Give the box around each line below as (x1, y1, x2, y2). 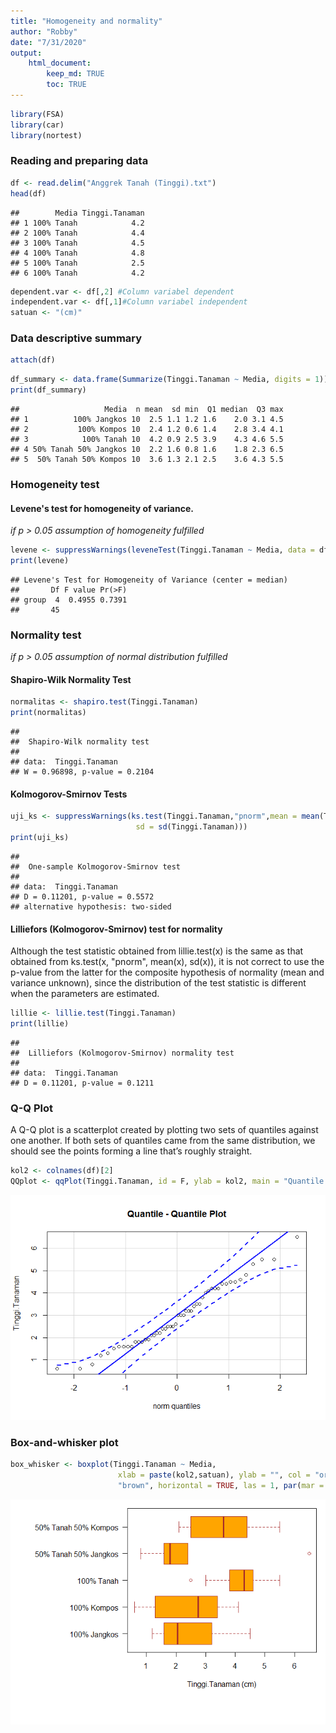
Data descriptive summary (10, 331, 143, 345)
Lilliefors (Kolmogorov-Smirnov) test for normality (10, 923, 223, 935)
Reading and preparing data (10, 154, 149, 168)
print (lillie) (10, 1019, 70, 1029)
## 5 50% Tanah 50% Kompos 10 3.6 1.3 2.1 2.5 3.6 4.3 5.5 (10, 455, 284, 465)
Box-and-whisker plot (10, 1435, 119, 1449)
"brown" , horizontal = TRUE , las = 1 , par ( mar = (117, 1481, 325, 1491)
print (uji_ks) (10, 833, 70, 843)
